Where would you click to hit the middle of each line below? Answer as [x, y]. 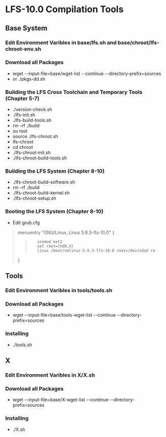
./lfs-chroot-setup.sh [34, 198]
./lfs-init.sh [24, 115]
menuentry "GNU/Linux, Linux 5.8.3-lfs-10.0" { [66, 232]
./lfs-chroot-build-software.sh [44, 182]
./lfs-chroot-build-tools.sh [40, 158]
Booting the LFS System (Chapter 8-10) [54, 212]
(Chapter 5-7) [22, 98]
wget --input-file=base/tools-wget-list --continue [64, 315]
